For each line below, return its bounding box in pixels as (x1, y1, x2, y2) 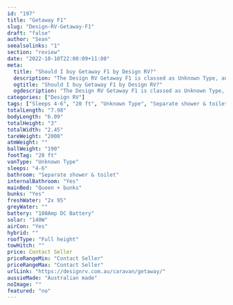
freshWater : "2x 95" (7, 197, 67, 204)
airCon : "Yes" (7, 223, 49, 229)
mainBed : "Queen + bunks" (7, 184, 82, 191)
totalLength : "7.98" (7, 107, 67, 114)
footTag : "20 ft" (7, 152, 58, 159)
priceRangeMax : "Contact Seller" (7, 261, 104, 268)
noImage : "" (7, 281, 42, 288)
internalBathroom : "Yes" (7, 177, 79, 184)
